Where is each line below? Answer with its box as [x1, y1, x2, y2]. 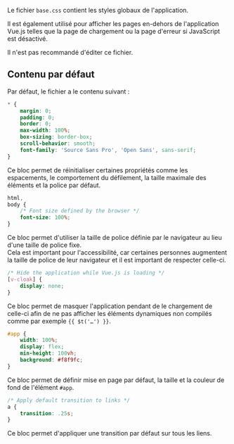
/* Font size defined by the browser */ [20, 208, 140, 215]
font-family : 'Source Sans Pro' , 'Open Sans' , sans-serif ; [20, 146, 197, 153]
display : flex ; [20, 343, 65, 350]
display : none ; [20, 282, 65, 289]
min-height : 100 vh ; [20, 350, 77, 357]
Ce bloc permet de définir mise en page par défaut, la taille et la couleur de [7, 376, 225, 384]
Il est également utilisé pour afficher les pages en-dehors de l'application [7, 20, 219, 27]
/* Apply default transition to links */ [7, 397, 131, 404]
